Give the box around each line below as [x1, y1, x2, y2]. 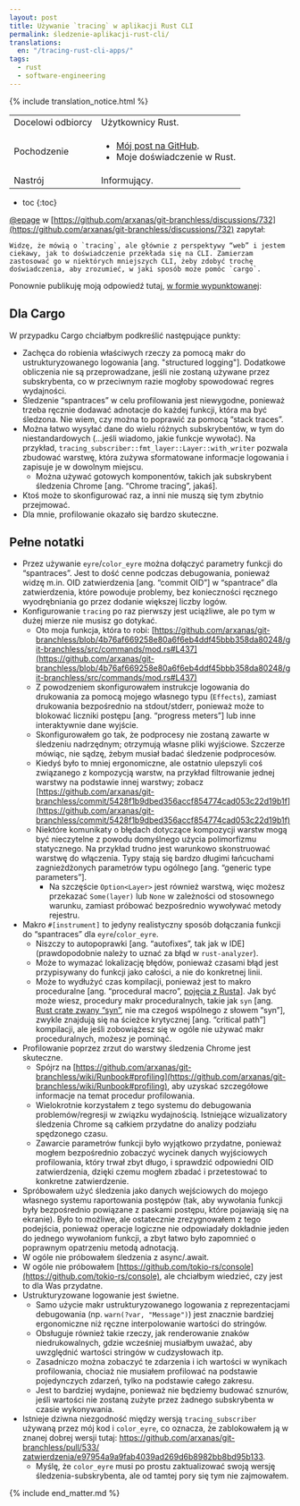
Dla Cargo [9, 306, 65, 322]
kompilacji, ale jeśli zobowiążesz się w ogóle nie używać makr [35, 1024, 264, 1035]
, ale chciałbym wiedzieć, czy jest [159, 1271, 283, 1282]
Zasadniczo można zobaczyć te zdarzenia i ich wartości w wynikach [35, 1357, 287, 1367]
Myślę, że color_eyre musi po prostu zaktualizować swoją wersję [35, 1461, 276, 1472]
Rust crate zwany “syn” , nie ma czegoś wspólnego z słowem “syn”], [35, 1005, 286, 1016]
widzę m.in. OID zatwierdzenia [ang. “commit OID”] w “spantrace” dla [21, 578, 279, 588]
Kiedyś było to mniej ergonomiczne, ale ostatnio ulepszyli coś [35, 757, 263, 769]
